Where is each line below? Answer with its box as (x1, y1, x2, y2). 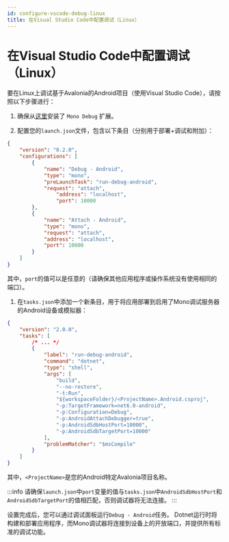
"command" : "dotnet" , (43, 358, 106, 365)
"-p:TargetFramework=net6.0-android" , (55, 402, 167, 409)
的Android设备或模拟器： (16, 306, 87, 314)
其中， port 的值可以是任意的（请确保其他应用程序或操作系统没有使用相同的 (7, 274, 217, 283)
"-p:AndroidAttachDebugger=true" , (55, 415, 154, 422)
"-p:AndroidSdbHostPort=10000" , (55, 422, 148, 428)
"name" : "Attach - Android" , (43, 216, 127, 223)
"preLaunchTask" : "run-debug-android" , (43, 179, 157, 185)
